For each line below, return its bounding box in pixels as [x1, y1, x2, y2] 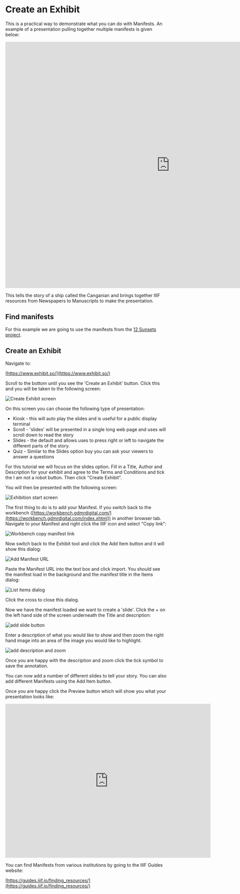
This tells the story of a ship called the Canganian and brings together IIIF [5, 292, 161, 298]
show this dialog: [5, 546, 42, 552]
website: [5, 867, 24, 873]
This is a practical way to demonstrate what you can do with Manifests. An [5, 21, 163, 27]
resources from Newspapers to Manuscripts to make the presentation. [5, 298, 154, 304]
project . [5, 332, 22, 338]
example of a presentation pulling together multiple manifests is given [5, 26, 153, 32]
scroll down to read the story [12, 432, 74, 438]
